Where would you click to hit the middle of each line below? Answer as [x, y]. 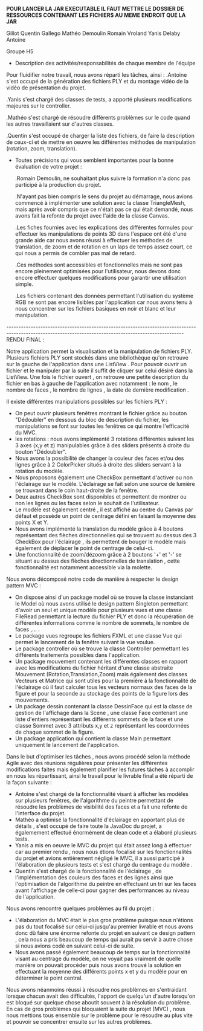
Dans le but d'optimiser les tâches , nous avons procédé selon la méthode [98, 757]
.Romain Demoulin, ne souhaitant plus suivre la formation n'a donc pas [103, 178]
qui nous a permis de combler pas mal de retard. [76, 253]
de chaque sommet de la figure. [55, 732]
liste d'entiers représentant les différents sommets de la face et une [99, 719]
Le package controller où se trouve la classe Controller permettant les [102, 648]
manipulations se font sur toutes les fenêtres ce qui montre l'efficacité [102, 426]
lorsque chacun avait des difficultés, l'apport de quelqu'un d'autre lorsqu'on [101, 996]
